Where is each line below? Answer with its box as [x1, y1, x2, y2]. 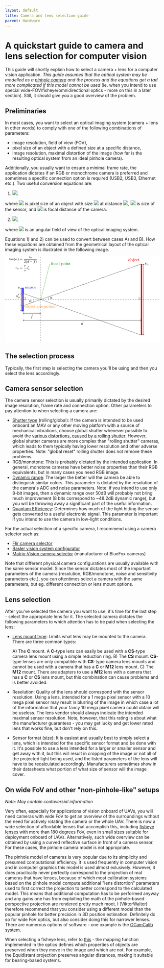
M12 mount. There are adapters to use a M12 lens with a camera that [12, 669, 151, 675]
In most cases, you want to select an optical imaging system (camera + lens [5, 120, 158, 126]
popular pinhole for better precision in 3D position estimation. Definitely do [5, 912, 156, 918]
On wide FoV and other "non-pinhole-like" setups [5, 786, 160, 794]
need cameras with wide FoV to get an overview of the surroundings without [5, 814, 159, 819]
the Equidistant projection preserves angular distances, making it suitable [5, 952, 153, 958]
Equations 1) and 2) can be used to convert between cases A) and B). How [5, 236, 155, 242]
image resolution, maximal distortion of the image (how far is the [12, 150, 142, 156]
